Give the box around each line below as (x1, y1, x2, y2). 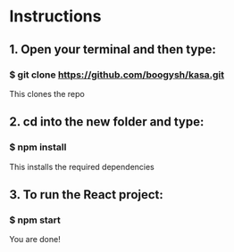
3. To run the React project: (9, 187, 163, 202)
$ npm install (9, 141, 67, 153)
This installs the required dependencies (9, 161, 155, 172)
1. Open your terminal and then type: (9, 42, 217, 57)
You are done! (9, 234, 61, 245)
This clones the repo (9, 88, 85, 99)
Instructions (9, 6, 102, 27)
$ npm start (9, 214, 61, 226)
